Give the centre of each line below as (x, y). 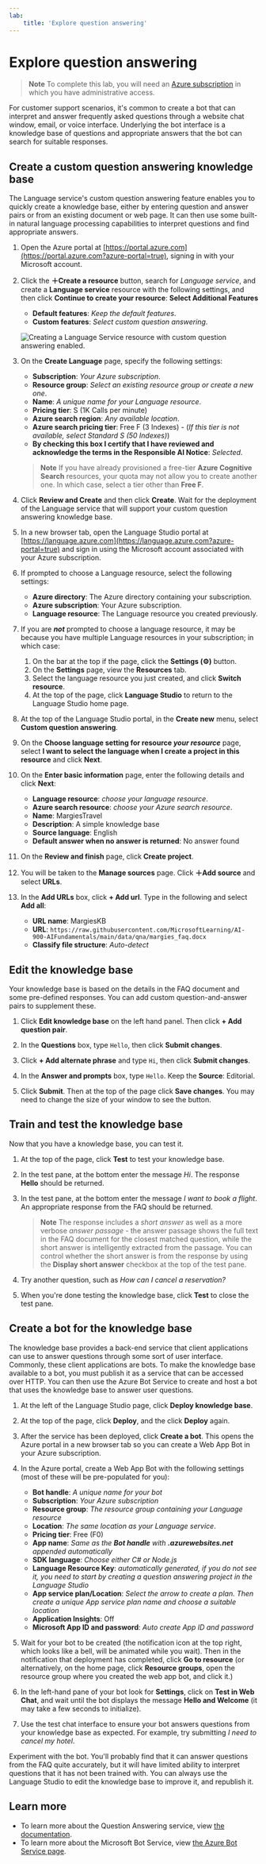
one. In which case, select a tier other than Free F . (122, 484)
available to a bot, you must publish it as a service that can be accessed (126, 1373)
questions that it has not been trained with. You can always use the (118, 1773)
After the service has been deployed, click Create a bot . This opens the (137, 1436)
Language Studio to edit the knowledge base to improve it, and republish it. (131, 1781)
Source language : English (75, 833)
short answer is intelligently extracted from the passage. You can (146, 1247)
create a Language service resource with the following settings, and (132, 290)
